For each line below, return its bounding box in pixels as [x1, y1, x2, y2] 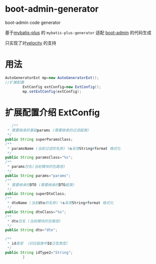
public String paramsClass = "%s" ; [5, 155, 73, 160]
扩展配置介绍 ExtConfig [5, 107, 100, 118]
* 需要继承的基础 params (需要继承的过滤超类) [7, 128, 90, 133]
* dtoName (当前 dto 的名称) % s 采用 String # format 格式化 [7, 201, 114, 205]
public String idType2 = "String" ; [5, 250, 73, 255]
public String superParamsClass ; [5, 137, 73, 142]
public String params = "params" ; [5, 173, 71, 178]
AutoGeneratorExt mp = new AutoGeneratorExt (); [5, 75, 99, 80]
